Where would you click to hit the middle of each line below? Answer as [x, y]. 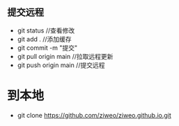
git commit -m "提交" [47, 48]
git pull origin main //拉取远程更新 [65, 56]
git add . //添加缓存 [44, 39]
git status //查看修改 [46, 30]
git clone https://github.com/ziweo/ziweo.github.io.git [94, 115]
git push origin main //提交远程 [61, 65]
